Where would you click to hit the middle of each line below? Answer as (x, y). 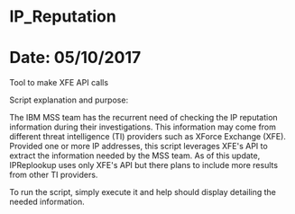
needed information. (47, 202)
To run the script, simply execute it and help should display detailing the (143, 192)
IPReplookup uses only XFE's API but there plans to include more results (143, 165)
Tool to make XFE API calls (59, 83)
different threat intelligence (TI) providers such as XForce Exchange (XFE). (148, 137)
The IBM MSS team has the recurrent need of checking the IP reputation (143, 118)
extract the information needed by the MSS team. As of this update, (135, 156)
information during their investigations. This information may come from (143, 127)
